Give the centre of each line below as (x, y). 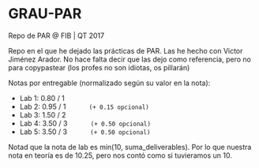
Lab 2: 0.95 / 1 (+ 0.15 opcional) (84, 106)
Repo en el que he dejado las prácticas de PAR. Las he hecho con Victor (126, 50)
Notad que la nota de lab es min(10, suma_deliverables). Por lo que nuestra (130, 147)
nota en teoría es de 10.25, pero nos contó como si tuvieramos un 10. (120, 155)
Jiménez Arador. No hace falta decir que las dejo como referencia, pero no (129, 59)
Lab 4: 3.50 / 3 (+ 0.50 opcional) (85, 123)
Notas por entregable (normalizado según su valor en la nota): (109, 83)
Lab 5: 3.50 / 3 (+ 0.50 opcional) (85, 132)
